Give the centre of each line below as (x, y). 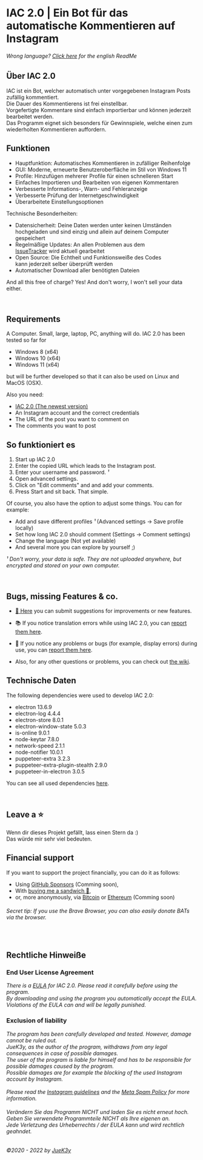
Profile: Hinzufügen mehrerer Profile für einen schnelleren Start (94, 176)
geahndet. (19, 1132)
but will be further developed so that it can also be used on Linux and (93, 376)
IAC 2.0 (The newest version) (52, 407)
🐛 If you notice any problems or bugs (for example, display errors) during (106, 644)
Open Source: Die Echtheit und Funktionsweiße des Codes (88, 257)
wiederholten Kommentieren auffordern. (56, 129)
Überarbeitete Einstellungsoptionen (59, 202)
